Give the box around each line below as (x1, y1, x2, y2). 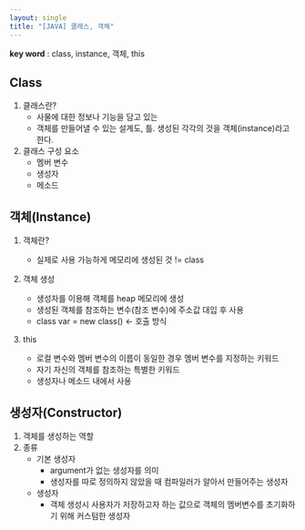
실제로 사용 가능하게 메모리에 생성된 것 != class (36, 254, 205, 265)
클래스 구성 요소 (22, 146, 79, 157)
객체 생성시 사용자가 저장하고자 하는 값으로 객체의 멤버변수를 (49, 498, 264, 510)
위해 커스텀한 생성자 (59, 510, 131, 521)
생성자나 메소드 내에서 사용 (36, 375, 132, 387)
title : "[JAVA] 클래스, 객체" (9, 22, 115, 31)
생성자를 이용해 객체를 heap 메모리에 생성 (36, 293, 185, 304)
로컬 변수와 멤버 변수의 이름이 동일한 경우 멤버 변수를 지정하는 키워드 (36, 352, 280, 364)
